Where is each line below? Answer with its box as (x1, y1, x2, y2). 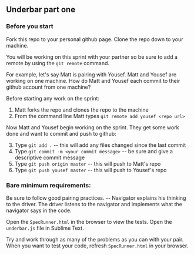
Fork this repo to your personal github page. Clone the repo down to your (6, 35, 183, 43)
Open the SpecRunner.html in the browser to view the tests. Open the (6, 218, 172, 225)
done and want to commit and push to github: (6, 130, 116, 137)
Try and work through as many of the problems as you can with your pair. (6, 236, 184, 243)
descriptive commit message (14, 154, 85, 161)
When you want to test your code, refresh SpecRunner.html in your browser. (6, 242, 189, 249)
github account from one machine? (6, 83, 91, 90)
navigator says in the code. (6, 207, 72, 214)
